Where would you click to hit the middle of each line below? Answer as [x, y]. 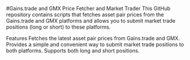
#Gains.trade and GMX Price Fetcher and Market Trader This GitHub [88, 8]
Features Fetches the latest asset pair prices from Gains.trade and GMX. [93, 38]
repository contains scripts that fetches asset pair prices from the [85, 15]
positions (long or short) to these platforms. [58, 27]
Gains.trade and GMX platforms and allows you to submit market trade [91, 21]
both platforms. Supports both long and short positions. [73, 51]
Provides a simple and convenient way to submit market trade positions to [95, 44]
